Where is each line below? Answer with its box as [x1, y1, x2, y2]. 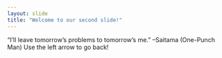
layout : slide [7, 10, 49, 17]
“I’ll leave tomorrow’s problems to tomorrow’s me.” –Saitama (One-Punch [7, 35, 215, 43]
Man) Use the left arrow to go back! [7, 43, 109, 51]
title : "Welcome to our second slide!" [7, 17, 123, 23]
